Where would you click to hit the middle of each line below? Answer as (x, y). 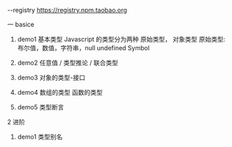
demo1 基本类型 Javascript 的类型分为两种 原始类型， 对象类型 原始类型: (121, 39)
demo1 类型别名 (40, 137)
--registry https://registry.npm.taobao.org (67, 10)
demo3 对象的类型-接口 (51, 77)
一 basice (21, 24)
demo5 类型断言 (41, 107)
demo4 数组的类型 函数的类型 (60, 92)
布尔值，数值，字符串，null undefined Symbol (84, 48)
